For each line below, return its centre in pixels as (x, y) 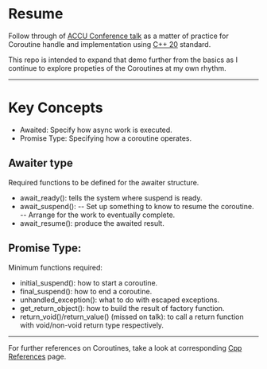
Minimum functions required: (56, 267)
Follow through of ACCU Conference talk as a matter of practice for (118, 36)
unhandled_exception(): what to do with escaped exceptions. (120, 300)
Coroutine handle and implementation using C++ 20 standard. (110, 44)
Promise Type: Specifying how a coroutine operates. (106, 138)
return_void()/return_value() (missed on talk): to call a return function (132, 317)
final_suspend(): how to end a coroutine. (86, 291)
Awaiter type (41, 163)
